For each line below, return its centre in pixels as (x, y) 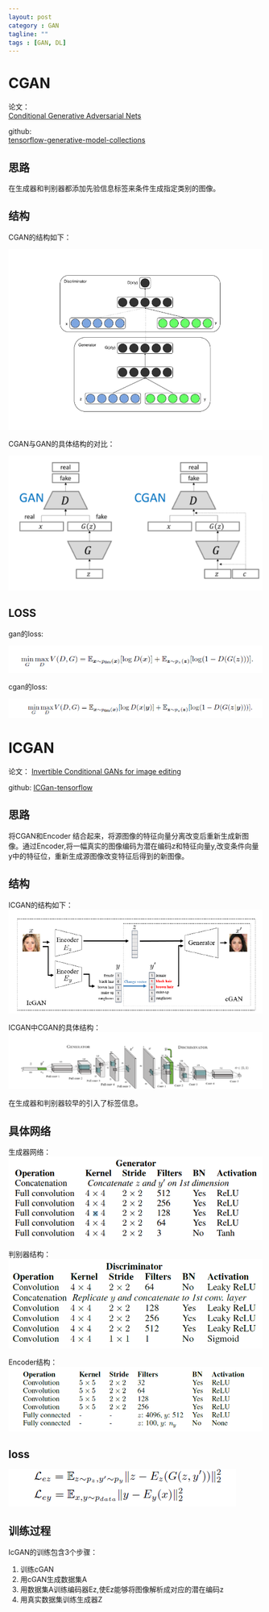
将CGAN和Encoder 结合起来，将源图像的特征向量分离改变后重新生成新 (125, 835)
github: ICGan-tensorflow (50, 787)
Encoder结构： (33, 1362)
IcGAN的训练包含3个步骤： (53, 1552)
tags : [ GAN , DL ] (37, 43)
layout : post (30, 17)
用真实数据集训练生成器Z (61, 1599)
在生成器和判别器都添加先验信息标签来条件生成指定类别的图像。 (114, 188)
